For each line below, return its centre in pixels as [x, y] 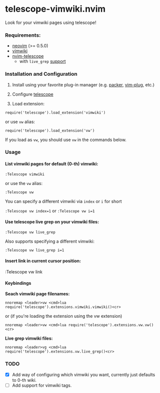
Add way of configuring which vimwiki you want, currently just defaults [83, 374]
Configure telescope [33, 94]
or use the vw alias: [24, 183]
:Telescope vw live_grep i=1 [35, 250]
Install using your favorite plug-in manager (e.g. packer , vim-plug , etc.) [83, 84]
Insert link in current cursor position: [43, 261]
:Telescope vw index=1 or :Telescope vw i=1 [50, 210]
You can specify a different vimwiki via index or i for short [63, 201]
